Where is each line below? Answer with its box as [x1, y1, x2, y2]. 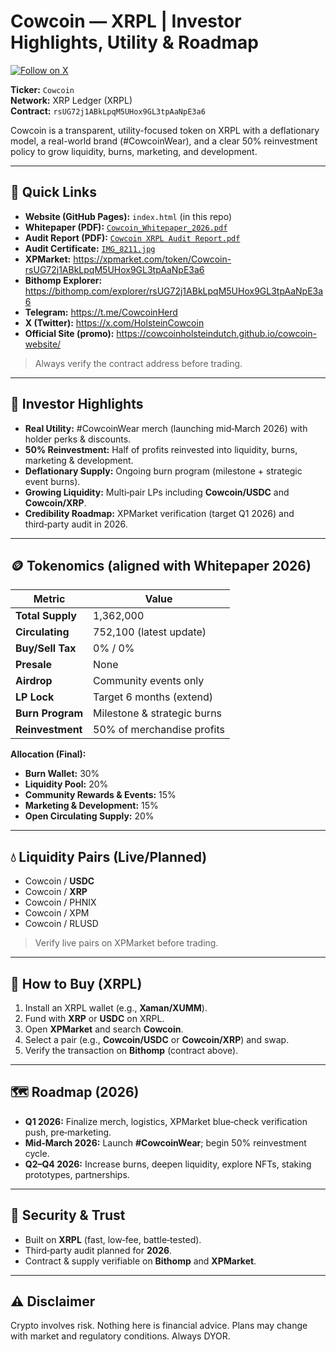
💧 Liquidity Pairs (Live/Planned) [10, 848, 208, 865]
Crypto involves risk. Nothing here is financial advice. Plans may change [10, 1320, 308, 1332]
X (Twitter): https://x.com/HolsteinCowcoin [24, 316, 205, 329]
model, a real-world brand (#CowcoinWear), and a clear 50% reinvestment [10, 135, 318, 147]
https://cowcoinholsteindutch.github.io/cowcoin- [116, 327, 317, 339]
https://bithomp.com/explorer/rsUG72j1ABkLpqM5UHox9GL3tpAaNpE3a [24, 285, 324, 297]
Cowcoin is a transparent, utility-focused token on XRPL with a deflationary [10, 124, 320, 136]
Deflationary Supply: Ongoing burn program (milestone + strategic [24, 465, 303, 477]
